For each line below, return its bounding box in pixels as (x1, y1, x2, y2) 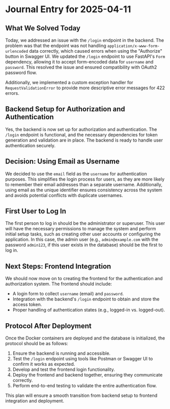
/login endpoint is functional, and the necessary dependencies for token (5, 131, 158, 138)
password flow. (5, 70, 37, 76)
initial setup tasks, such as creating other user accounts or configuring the (5, 231, 161, 237)
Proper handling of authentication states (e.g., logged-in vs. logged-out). (12, 307, 165, 313)
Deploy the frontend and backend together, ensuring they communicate (12, 372, 163, 378)
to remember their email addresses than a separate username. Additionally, (5, 181, 162, 187)
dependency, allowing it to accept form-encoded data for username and (5, 59, 154, 64)
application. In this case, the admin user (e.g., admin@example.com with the (5, 236, 158, 243)
